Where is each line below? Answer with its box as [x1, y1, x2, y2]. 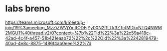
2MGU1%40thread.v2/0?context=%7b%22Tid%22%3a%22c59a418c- [5, 30, 151, 36]
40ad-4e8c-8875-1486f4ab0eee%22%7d [5, 40, 92, 46]
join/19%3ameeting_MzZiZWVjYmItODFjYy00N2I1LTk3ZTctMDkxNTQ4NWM [5, 24, 162, 30]
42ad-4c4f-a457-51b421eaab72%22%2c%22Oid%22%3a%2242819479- [5, 35, 159, 41]
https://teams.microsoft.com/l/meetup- [5, 19, 86, 25]
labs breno [5, 3, 50, 14]
